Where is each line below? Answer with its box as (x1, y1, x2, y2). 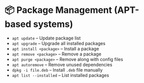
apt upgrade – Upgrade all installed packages (12, 40, 106, 46)
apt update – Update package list (12, 35, 81, 41)
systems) (33, 18, 73, 30)
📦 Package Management (5, 4, 112, 16)
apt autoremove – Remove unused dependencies (12, 61, 112, 67)
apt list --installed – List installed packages (12, 72, 109, 78)
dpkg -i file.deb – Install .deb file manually (12, 66, 103, 73)
